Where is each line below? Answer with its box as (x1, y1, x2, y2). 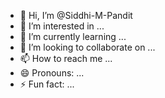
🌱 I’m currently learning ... (19, 31, 127, 42)
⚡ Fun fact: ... (19, 78, 75, 90)
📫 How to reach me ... (19, 53, 113, 64)
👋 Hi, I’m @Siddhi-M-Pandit (19, 10, 133, 21)
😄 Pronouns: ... (19, 67, 85, 79)
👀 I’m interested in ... (19, 20, 105, 32)
